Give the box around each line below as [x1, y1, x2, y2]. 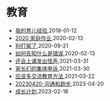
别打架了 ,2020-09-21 [15, 42, 69, 49]
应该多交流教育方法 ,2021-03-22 [15, 72, 95, 80]
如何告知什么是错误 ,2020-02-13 [15, 49, 95, 57]
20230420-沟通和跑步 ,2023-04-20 [15, 80, 105, 87]
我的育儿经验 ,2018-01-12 [15, 27, 77, 34]
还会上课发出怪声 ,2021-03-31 [15, 57, 89, 64]
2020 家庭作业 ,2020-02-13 [15, 34, 83, 41]
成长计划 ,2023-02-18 [15, 88, 69, 95]
